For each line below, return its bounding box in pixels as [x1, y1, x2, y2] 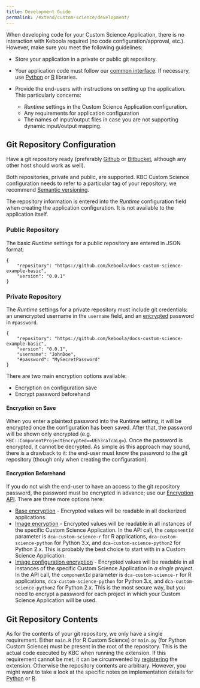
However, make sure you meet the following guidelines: [6, 43, 143, 51]
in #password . [6, 318, 38, 326]
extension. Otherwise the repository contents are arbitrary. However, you [6, 662, 186, 669]
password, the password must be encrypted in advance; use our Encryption [6, 489, 193, 496]
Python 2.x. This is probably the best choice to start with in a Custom [14, 546, 186, 553]
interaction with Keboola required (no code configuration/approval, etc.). [6, 37, 185, 44]
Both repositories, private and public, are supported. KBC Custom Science [6, 174, 190, 181]
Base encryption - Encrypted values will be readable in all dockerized [14, 507, 186, 514]
